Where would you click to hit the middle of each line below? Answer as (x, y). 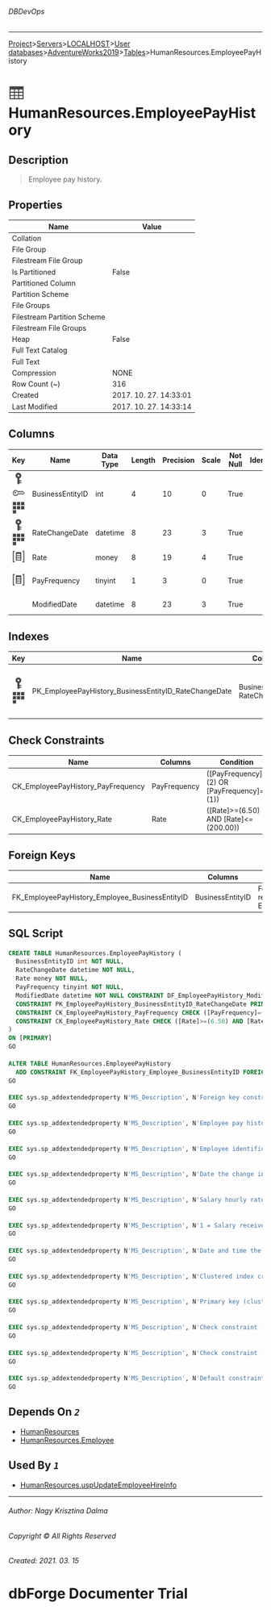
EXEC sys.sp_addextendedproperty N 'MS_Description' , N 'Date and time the (135, 1251)
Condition (237, 761)
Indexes (29, 636)
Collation (27, 238)
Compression (34, 373)
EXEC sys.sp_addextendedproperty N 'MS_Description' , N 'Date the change (131, 1174)
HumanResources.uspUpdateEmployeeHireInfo (98, 1485)
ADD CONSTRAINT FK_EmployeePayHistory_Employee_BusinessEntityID (128, 1072)
